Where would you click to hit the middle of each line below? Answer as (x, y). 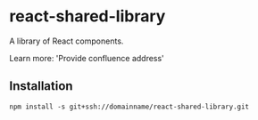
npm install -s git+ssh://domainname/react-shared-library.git (129, 107)
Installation (41, 86)
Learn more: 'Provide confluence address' (87, 58)
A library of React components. (67, 41)
